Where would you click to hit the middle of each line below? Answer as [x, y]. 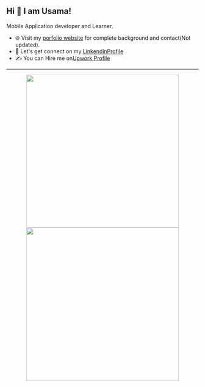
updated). [27, 45]
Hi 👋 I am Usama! [39, 11]
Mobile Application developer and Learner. [60, 26]
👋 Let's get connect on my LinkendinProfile [69, 51]
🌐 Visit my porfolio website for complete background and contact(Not [103, 38]
